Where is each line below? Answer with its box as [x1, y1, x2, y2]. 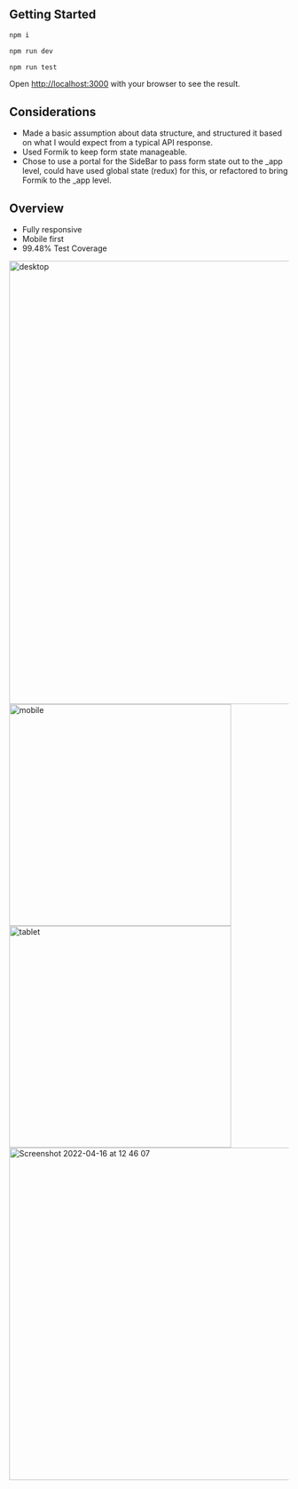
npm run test [9, 62, 58, 72]
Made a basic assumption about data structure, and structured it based [21, 128, 282, 138]
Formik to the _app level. [21, 175, 113, 185]
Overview [9, 200, 65, 216]
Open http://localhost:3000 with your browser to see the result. [9, 79, 241, 90]
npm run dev [9, 46, 53, 56]
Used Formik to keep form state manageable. [21, 146, 188, 158]
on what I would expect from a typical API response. [21, 137, 214, 148]
